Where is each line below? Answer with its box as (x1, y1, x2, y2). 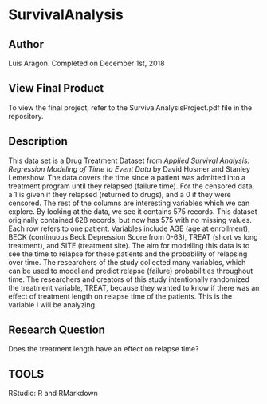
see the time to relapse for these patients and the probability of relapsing (8, 249, 248, 259)
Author (8, 38, 44, 51)
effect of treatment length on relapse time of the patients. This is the (8, 291, 233, 301)
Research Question (8, 323, 106, 337)
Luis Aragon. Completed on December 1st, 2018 (8, 58, 165, 68)
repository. (8, 111, 44, 121)
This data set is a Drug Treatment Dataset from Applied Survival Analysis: (8, 156, 250, 165)
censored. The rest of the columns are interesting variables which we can (8, 198, 250, 208)
